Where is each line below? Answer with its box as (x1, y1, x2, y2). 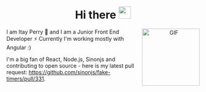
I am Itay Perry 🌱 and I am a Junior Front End (6, 28, 120, 35)
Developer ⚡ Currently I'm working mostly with (6, 35, 124, 42)
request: (6, 68, 28, 76)
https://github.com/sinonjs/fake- (28, 68, 111, 76)
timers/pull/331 (6, 75, 44, 82)
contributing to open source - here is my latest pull (6, 62, 134, 69)
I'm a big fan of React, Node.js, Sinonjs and (6, 55, 115, 63)
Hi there (75, 8, 116, 22)
